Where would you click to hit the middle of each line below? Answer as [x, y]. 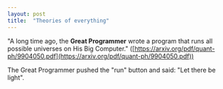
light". [16, 77]
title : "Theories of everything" [59, 21]
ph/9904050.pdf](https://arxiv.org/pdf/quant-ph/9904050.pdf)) [100, 56]
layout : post [27, 14]
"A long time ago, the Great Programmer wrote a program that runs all [110, 41]
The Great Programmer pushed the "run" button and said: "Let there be [111, 70]
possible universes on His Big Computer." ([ [71, 48]
